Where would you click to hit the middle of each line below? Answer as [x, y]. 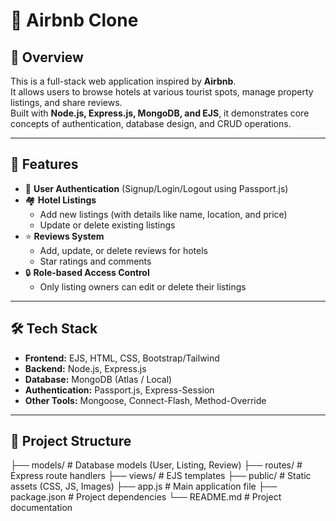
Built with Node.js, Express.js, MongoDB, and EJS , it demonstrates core [160, 113]
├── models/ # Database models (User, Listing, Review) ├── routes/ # [156, 465]
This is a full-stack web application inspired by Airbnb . [123, 81]
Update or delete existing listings [107, 225]
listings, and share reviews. [66, 102]
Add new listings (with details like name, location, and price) [163, 214]
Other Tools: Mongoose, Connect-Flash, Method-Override [145, 400]
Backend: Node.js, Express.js [85, 368]
